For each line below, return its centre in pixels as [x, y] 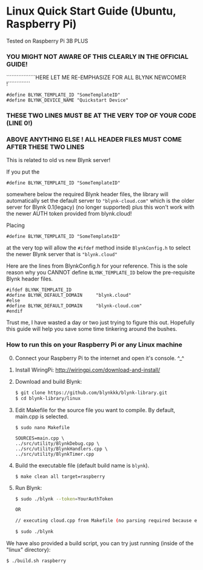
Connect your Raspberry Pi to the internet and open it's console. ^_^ [100, 358]
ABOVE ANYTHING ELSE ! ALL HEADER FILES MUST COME [94, 140]
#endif [15, 311]
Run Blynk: [28, 487]
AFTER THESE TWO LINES [45, 147]
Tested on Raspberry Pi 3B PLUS [47, 41]
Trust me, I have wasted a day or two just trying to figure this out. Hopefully [101, 322]
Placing [16, 225]
